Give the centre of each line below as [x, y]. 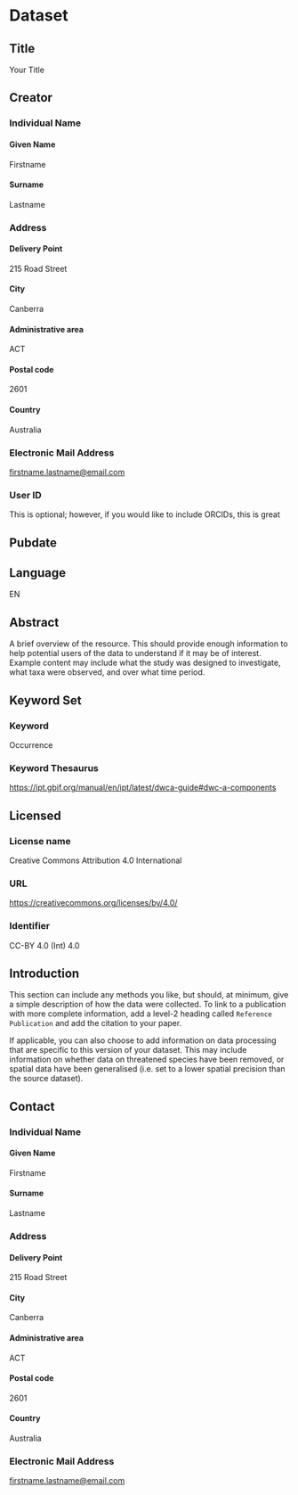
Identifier [30, 926]
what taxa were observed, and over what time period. [107, 672]
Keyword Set [45, 700]
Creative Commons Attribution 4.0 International [96, 860]
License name [40, 841]
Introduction [44, 973]
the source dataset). [46, 1079]
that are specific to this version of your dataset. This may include [128, 1050]
